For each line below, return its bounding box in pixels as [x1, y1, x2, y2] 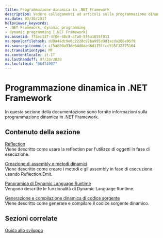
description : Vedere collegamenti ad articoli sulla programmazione [5, 12, 147, 17]
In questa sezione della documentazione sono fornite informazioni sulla [5, 109, 147, 115]
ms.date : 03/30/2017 [5, 16, 47, 21]
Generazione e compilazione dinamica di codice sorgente [5, 195, 120, 201]
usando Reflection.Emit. [5, 171, 52, 177]
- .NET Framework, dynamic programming [5, 25, 86, 30]
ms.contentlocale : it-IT [5, 52, 55, 57]
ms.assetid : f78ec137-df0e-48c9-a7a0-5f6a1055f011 [5, 35, 110, 39]
